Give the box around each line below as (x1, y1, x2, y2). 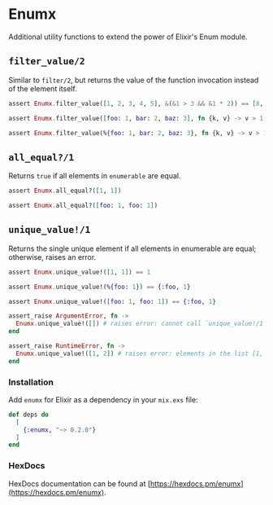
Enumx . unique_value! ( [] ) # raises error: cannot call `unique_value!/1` (15, 319, 267, 328)
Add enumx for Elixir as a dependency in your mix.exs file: (8, 394, 198, 404)
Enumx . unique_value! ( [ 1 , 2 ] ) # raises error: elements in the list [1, (15, 349, 264, 358)
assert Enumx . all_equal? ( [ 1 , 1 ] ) (8, 187, 122, 195)
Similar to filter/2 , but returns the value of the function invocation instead (8, 75, 259, 85)
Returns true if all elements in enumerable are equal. (8, 171, 181, 181)
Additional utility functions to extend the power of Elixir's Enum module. (8, 32, 248, 42)
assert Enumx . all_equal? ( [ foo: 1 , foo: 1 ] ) (8, 201, 158, 210)
